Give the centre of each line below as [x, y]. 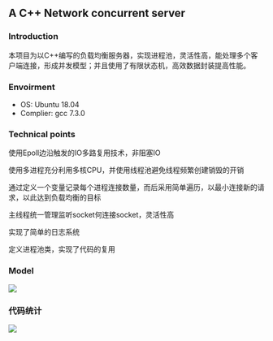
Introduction [33, 37]
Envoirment [32, 87]
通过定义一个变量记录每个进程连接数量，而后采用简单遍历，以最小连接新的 [133, 188]
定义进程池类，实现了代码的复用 [62, 249]
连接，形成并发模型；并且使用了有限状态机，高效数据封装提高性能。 [136, 65]
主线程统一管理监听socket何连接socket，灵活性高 [91, 215]
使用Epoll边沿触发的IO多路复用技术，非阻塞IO [84, 153]
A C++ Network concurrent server [97, 13]
